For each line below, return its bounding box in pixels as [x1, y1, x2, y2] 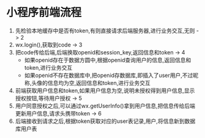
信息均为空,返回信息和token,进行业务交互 [47, 79, 151, 86]
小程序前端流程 [6, 5, 82, 20]
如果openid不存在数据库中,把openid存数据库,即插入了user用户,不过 [24, 71, 193, 79]
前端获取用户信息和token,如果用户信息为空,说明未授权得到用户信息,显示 [15, 87, 195, 94]
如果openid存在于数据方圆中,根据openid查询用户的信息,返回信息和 [24, 56, 192, 64]
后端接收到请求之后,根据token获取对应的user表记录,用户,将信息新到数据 [15, 117, 196, 125]
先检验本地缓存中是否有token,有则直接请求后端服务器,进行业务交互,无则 [15, 27, 195, 34]
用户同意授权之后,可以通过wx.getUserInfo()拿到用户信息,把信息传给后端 [15, 102, 196, 109]
